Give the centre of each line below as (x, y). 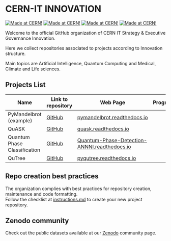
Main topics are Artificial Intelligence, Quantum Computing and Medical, (81, 63)
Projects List (25, 85)
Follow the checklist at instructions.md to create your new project (74, 199)
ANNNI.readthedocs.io (104, 147)
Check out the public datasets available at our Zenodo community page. (81, 233)
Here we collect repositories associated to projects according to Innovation (84, 48)
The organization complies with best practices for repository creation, (78, 189)
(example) (20, 120)
